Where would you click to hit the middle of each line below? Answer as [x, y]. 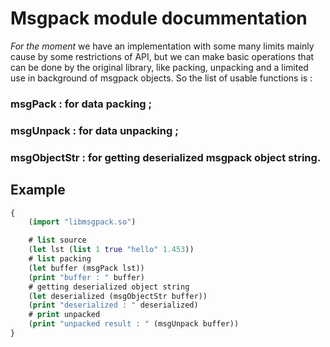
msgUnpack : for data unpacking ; [94, 130]
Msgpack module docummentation [159, 18]
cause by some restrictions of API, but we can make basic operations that [162, 56]
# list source [57, 240]
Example [38, 190]
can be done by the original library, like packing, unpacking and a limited [159, 67]
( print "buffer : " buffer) [86, 277]
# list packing [60, 259]
